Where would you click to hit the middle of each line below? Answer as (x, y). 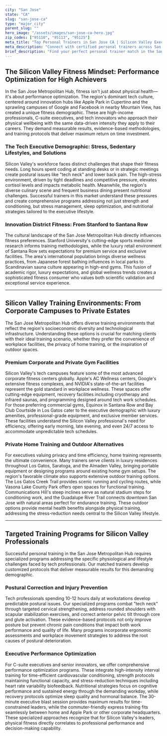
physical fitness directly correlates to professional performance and (75, 723)
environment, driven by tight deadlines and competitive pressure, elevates (81, 179)
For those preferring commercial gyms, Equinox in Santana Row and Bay (79, 405)
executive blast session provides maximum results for (75, 702)
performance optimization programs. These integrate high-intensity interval (83, 670)
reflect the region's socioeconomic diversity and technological (69, 328)
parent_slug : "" (22, 28)
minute (12, 702)
